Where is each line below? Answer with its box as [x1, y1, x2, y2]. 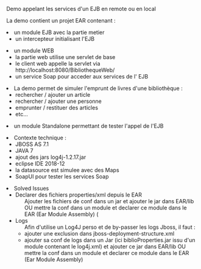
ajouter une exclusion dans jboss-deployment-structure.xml [24, 230, 175, 237]
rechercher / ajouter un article [15, 91, 91, 98]
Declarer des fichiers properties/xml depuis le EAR [15, 191, 142, 198]
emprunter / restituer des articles [15, 104, 99, 111]
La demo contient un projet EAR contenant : [6, 17, 116, 24]
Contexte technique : [14, 134, 67, 141]
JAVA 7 [15, 147, 33, 154]
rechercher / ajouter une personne [15, 97, 102, 105]
